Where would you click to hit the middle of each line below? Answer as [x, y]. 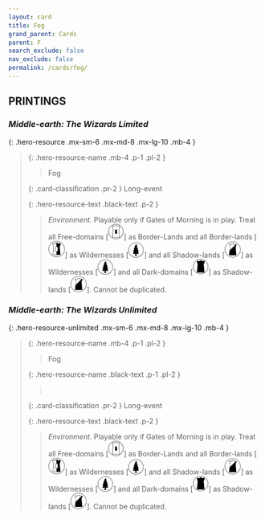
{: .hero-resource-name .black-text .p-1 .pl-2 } [104, 374]
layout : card [30, 17]
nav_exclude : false [41, 59]
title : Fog [26, 25]
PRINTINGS [37, 102]
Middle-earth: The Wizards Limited [78, 125]
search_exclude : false [46, 51]
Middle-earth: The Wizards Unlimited [83, 310]
